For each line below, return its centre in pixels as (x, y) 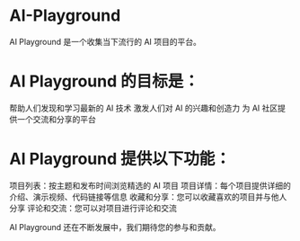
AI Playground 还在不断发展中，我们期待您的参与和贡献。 (115, 227)
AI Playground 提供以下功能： (120, 159)
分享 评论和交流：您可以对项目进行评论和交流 (93, 208)
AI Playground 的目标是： (104, 81)
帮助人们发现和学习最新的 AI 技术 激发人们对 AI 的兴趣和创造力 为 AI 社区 (144, 108)
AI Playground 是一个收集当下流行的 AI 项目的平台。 (106, 41)
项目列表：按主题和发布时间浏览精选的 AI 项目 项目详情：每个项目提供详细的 (150, 185)
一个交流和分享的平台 (56, 119)
